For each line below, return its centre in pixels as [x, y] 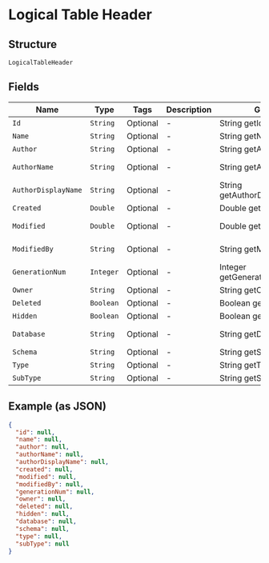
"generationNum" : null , [55, 492]
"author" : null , [42, 447]
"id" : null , [36, 432]
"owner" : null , [41, 499]
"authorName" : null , [50, 455]
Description [189, 110]
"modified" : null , [46, 477]
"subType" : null [42, 544]
